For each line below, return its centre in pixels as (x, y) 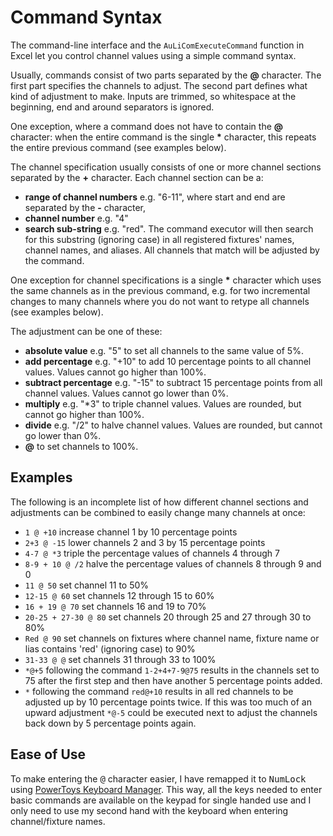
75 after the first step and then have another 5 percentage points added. (173, 680)
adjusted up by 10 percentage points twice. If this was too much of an (168, 702)
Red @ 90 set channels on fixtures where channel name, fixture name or (172, 638)
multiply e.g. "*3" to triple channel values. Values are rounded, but (163, 403)
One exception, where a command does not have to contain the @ (146, 126)
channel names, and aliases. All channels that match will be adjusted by (172, 250)
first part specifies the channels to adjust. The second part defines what (159, 85)
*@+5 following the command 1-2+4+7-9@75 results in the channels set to (172, 670)
